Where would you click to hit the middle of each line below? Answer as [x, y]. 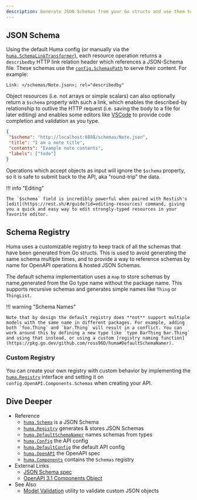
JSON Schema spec [47, 472]
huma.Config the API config [56, 441]
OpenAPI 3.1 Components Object [63, 478]
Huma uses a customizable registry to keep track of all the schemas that [93, 246]
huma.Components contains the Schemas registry [79, 459]
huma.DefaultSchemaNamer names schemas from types [88, 434]
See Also [25, 484]
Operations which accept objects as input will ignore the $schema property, [96, 170]
